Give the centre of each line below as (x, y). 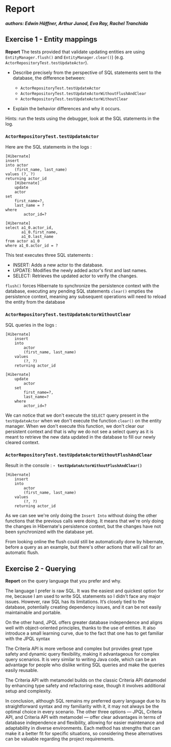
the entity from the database (35, 302)
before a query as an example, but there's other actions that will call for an (83, 547)
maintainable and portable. (33, 613)
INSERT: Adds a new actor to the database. (58, 265)
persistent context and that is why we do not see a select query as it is (79, 431)
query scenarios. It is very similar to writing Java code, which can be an (81, 660)
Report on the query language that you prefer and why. (63, 581)
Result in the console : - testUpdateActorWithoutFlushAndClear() (74, 466)
